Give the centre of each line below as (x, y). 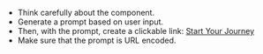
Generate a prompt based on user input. (90, 22)
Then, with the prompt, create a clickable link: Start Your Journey (136, 31)
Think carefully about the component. (86, 13)
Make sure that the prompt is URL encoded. (97, 40)
